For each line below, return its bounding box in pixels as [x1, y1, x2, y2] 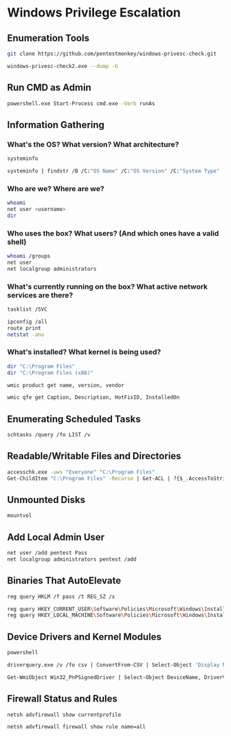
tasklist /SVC [7, 306, 48, 313]
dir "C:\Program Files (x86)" [7, 369, 94, 376]
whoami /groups [7, 253, 51, 260]
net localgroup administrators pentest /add [7, 555, 137, 563]
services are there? [7, 290, 74, 300]
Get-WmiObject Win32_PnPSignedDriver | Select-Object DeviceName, [7, 673, 201, 681]
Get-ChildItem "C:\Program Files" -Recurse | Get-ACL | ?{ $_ [7, 475, 186, 482]
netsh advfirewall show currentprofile [7, 711, 122, 718]
